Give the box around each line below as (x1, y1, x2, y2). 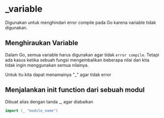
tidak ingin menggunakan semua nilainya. (5, 62, 89, 68)
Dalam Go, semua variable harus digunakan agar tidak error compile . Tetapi (5, 52, 160, 58)
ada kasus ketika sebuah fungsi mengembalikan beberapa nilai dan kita (5, 57, 150, 63)
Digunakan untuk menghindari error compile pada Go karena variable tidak (5, 20, 156, 25)
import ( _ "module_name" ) (5, 108, 58, 113)
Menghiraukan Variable (5, 39, 79, 47)
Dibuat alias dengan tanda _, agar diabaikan (5, 98, 93, 104)
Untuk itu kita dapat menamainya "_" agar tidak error (5, 72, 111, 78)
